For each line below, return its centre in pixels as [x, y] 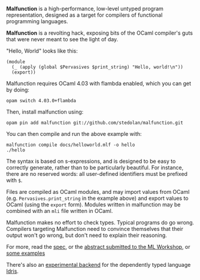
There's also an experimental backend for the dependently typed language [99, 265]
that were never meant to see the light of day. [62, 39]
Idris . [13, 271]
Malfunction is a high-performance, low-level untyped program [85, 9]
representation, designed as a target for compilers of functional [84, 15]
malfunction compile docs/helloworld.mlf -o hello [71, 145]
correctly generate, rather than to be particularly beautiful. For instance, [95, 168]
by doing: [18, 90]
